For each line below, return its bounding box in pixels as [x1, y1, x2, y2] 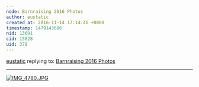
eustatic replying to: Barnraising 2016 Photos [6, 57, 115, 65]
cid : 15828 [6, 36, 33, 42]
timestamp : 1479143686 [6, 25, 62, 31]
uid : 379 [6, 42, 28, 48]
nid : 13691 [6, 31, 33, 36]
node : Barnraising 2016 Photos [6, 8, 84, 15]
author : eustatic [6, 14, 49, 20]
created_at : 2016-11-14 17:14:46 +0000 [6, 19, 105, 25]
